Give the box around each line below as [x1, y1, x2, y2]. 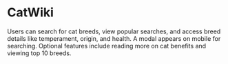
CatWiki [7, 5, 54, 20]
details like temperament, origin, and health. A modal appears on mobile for [7, 34, 221, 42]
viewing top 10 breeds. [7, 49, 72, 57]
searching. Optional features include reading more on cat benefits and [7, 42, 207, 50]
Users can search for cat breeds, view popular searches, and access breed [7, 27, 221, 35]
